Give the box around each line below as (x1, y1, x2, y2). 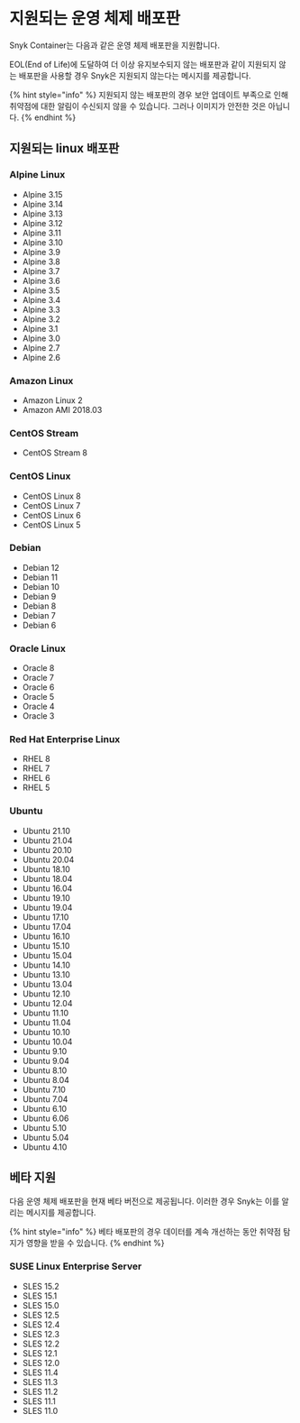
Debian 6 (22, 620, 57, 630)
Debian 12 (22, 562, 60, 573)
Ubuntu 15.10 (22, 940, 70, 951)
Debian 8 (22, 601, 57, 611)
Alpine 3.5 (22, 285, 60, 296)
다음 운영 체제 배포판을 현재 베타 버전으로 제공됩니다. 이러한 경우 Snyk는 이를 (9, 1196, 280, 1207)
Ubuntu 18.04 (22, 873, 73, 884)
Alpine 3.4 (22, 294, 61, 305)
